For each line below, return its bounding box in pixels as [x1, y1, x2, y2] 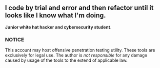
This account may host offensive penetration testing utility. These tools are [5, 47, 155, 53]
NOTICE [5, 36, 24, 43]
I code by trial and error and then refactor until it [5, 4, 154, 12]
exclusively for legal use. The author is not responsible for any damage [5, 53, 148, 58]
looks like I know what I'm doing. [5, 12, 106, 20]
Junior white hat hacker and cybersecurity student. [5, 24, 112, 30]
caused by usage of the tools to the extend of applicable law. [5, 57, 128, 63]
